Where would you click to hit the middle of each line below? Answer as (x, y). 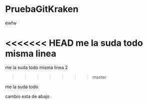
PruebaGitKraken (42, 9)
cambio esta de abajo (27, 96)
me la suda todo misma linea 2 (37, 67)
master (99, 77)
